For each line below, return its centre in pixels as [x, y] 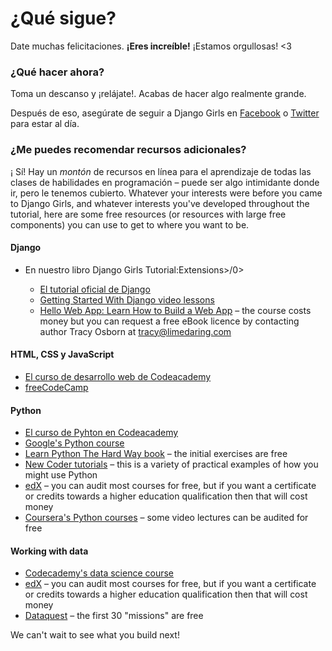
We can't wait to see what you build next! [95, 635]
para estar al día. [45, 124]
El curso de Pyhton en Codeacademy [101, 433]
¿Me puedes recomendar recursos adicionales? [128, 150]
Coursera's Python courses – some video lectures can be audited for [166, 518]
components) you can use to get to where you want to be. [130, 224]
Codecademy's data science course [99, 573]
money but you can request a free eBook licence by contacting [169, 321]
